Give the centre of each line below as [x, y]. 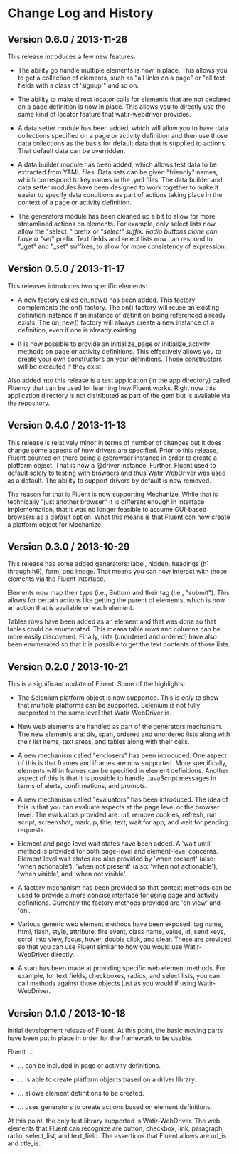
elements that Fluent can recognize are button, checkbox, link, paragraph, [116, 1128]
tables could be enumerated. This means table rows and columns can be [114, 629]
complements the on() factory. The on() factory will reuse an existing [118, 307]
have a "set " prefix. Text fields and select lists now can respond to [115, 239]
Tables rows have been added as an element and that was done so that [112, 621]
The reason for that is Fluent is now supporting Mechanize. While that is [113, 494]
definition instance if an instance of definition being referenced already [122, 315]
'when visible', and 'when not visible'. [72, 874]
